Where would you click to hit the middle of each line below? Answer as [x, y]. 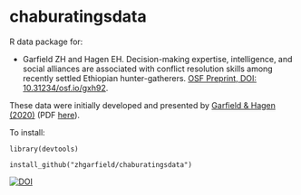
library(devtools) [44, 149]
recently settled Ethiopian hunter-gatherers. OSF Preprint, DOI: [139, 78]
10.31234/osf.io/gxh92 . [65, 88]
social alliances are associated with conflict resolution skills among [148, 69]
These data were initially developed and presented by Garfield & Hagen [143, 105]
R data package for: [46, 42]
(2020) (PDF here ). [44, 115]
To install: [27, 132]
